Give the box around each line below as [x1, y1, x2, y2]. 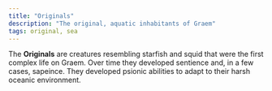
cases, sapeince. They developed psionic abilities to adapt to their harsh [8, 67, 250, 76]
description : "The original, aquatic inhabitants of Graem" [8, 19, 217, 28]
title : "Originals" [8, 11, 75, 20]
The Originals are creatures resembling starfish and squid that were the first [8, 50, 264, 59]
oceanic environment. [8, 75, 81, 85]
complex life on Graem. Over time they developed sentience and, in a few [8, 58, 254, 67]
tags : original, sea [8, 27, 79, 35]
